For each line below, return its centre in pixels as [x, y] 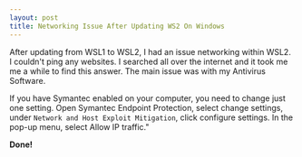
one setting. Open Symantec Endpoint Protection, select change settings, [146, 107]
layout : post [34, 18]
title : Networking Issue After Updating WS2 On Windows [117, 26]
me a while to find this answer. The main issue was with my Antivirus [137, 71]
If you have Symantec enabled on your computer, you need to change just [147, 98]
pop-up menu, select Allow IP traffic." [79, 126]
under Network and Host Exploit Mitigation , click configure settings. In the [151, 117]
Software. [28, 80]
